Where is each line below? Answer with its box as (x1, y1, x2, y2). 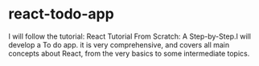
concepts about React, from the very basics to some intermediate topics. (8, 48, 250, 58)
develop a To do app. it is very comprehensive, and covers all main (8, 39, 230, 49)
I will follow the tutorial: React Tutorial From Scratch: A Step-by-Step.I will (8, 31, 252, 41)
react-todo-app (8, 5, 114, 23)
